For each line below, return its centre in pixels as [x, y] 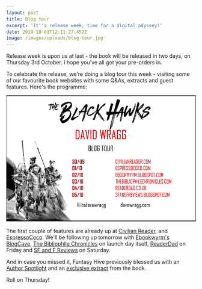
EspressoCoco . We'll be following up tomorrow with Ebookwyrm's [88, 237]
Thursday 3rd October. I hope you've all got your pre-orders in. [84, 63]
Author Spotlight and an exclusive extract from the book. [76, 269]
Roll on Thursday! [28, 280]
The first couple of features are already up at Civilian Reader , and [87, 231]
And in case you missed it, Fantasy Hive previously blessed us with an [93, 262]
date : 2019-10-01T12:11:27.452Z [47, 32]
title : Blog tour [28, 19]
